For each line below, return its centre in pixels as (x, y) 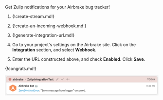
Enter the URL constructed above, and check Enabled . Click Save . (79, 59)
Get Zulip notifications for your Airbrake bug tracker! (58, 7)
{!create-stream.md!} (33, 16)
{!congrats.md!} (21, 68)
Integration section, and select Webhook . (54, 50)
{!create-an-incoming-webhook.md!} (49, 26)
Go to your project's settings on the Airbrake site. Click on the (74, 45)
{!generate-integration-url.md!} (43, 35)
